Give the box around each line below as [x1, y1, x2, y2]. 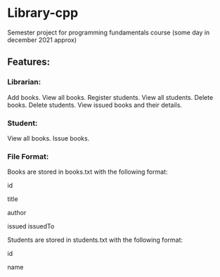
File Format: [7, 151, 49, 161]
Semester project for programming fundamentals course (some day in [7, 28, 210, 37]
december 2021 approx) [7, 35, 77, 44]
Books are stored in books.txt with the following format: [7, 167, 168, 176]
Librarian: [7, 77, 41, 87]
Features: [7, 56, 51, 68]
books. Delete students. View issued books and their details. [7, 101, 183, 109]
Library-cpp [7, 5, 79, 21]
